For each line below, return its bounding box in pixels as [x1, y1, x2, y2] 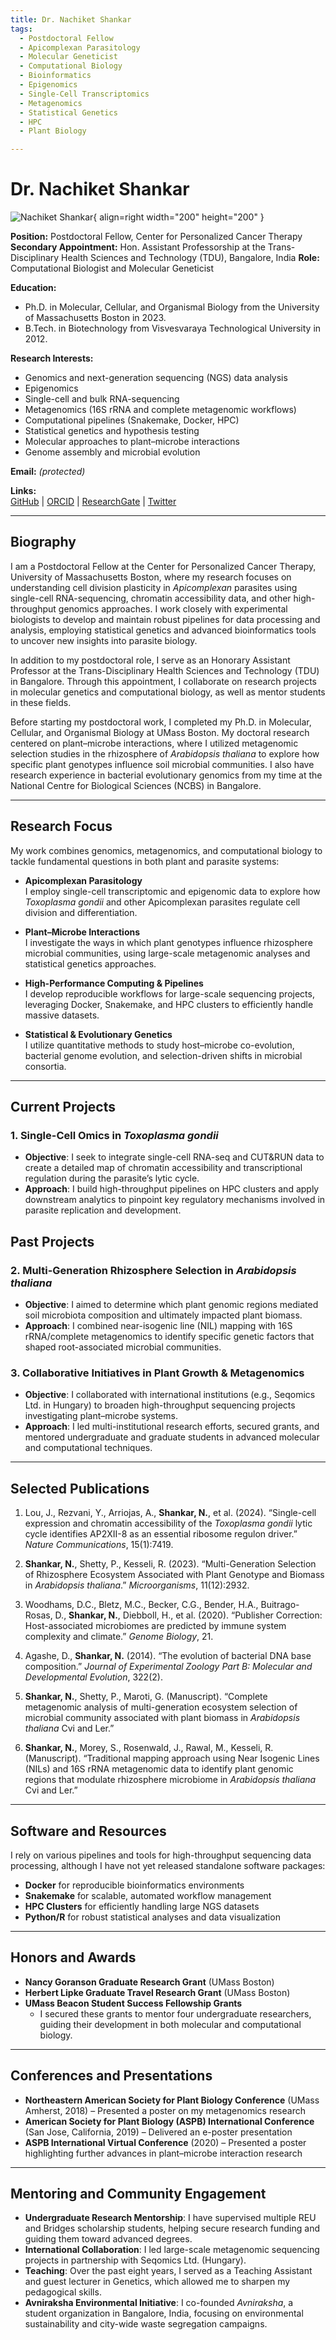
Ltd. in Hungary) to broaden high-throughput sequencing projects [24, 1399, 296, 1411]
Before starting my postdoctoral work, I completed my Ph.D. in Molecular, [10, 716, 312, 728]
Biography [10, 534, 77, 551]
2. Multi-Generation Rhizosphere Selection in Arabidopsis [10, 1263, 297, 1277]
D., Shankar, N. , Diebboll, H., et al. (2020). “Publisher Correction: [54, 1609, 323, 1621]
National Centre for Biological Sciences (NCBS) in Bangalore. [10, 779, 262, 791]
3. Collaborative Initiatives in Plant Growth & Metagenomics [10, 1366, 305, 1380]
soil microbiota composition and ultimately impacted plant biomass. [24, 1309, 303, 1321]
